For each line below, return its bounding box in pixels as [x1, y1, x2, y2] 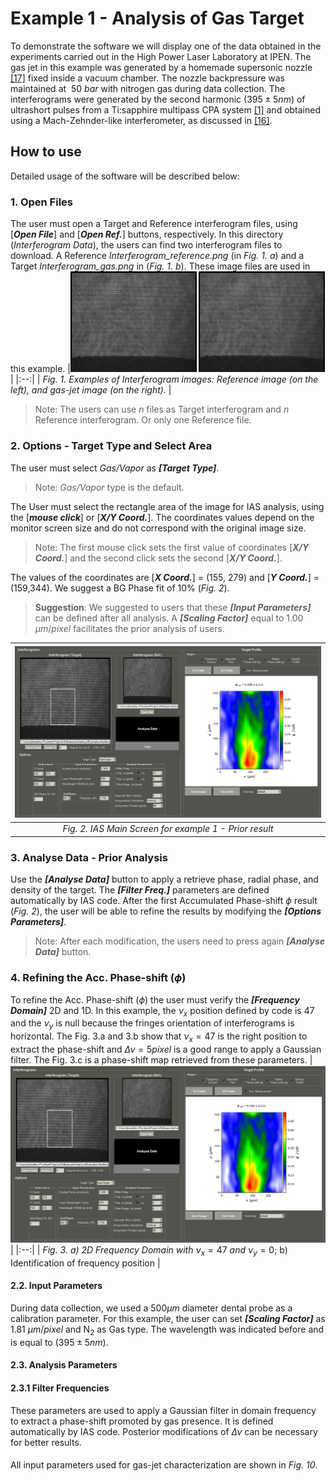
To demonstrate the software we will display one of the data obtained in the [10, 40, 322, 52]
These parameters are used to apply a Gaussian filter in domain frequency [10, 1404, 317, 1416]
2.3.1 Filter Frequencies [10, 1382, 110, 1394]
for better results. [10, 1436, 82, 1448]
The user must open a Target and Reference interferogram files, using [10, 218, 298, 230]
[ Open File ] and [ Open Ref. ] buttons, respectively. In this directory [10, 228, 284, 241]
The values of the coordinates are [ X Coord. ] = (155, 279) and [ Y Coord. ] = [10, 571, 320, 583]
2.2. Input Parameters [10, 1280, 103, 1292]
